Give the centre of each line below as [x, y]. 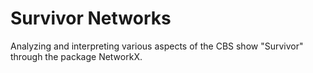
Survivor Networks [91, 18]
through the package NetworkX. [76, 56]
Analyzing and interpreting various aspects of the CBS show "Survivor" [157, 46]
